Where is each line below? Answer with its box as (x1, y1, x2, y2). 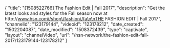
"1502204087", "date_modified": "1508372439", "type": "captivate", (5, 27, 148, 33)
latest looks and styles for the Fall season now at (5, 10, 108, 16)
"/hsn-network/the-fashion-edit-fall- (71, 32, 149, 38)
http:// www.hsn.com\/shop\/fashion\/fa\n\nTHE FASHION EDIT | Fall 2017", (5, 16, 162, 21)
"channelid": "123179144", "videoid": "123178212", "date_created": (5, 21, 144, 27)
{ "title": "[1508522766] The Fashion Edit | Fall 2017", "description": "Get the (5, 5, 165, 11)
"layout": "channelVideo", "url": (5, 32, 71, 38)
